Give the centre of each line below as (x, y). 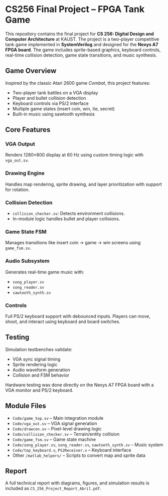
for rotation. (17, 190)
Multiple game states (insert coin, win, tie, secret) (63, 108)
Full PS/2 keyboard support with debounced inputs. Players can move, (78, 316)
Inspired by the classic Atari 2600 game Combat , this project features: (78, 83)
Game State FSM (26, 232)
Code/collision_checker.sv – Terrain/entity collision (66, 434)
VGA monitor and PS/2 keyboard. (39, 390)
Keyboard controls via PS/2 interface (50, 103)
